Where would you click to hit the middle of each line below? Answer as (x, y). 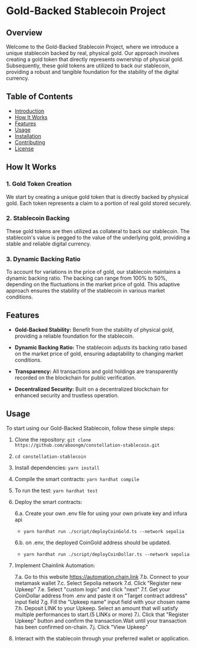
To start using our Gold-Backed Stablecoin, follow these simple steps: (91, 428)
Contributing (30, 142)
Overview (24, 33)
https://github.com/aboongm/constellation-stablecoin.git (87, 445)
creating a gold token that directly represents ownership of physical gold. (95, 59)
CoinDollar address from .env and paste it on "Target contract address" (101, 595)
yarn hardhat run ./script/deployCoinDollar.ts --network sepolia (106, 554)
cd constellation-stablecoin (50, 456)
